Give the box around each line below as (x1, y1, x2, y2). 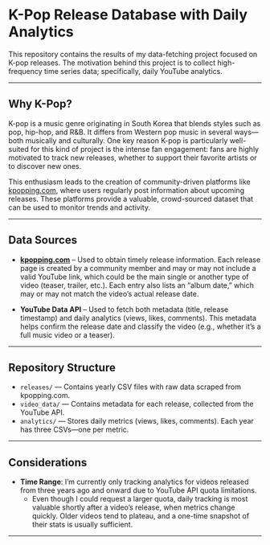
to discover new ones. (8, 161, 82, 170)
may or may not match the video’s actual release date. (19, 289, 199, 298)
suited (8, 144, 30, 154)
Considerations (8, 456, 88, 469)
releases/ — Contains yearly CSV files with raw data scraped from (19, 382, 241, 391)
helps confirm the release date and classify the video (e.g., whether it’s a (19, 322, 261, 331)
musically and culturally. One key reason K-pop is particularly (25, 135, 228, 145)
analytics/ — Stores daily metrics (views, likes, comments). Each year (19, 416, 255, 426)
